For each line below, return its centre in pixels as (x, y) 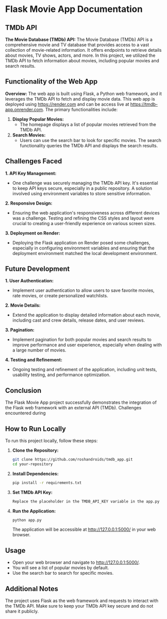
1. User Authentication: (29, 281)
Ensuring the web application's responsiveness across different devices (86, 213)
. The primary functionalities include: (80, 109)
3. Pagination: (20, 330)
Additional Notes (32, 589)
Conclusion (23, 390)
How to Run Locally (36, 429)
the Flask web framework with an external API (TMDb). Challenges (73, 408)
